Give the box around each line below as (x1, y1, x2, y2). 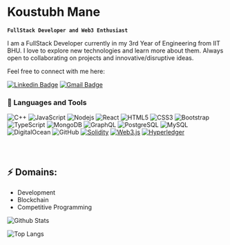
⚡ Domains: (7, 166, 57, 178)
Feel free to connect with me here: (7, 67, 105, 75)
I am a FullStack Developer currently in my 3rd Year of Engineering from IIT (7, 39, 221, 47)
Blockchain (17, 195, 49, 204)
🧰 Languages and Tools (7, 97, 87, 107)
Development (17, 188, 56, 197)
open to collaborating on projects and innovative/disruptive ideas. (7, 53, 194, 62)
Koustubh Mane (7, 4, 101, 20)
